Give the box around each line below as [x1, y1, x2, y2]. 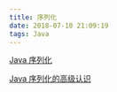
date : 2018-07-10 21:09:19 [9, 21, 109, 30]
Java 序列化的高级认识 [9, 73, 91, 84]
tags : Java [9, 29, 50, 38]
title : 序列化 [9, 12, 58, 22]
